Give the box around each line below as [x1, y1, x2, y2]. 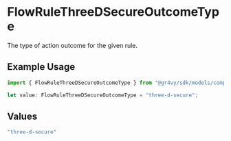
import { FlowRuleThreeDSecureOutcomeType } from [7, 79, 153, 86]
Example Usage [7, 61, 76, 73]
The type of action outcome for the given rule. [7, 41, 138, 49]
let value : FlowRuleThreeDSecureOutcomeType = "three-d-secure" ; [7, 92, 198, 99]
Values [7, 110, 38, 122]
